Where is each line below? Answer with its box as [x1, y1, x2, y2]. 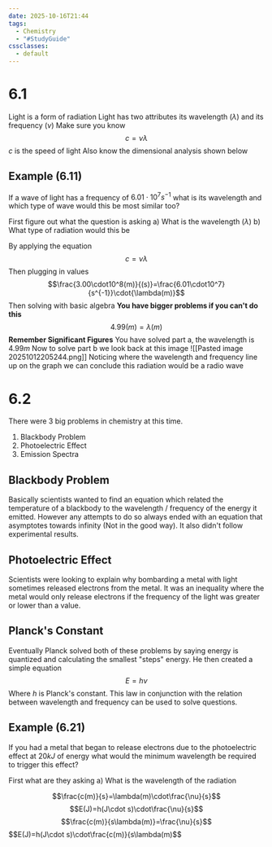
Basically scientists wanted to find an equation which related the [8, 494, 224, 505]
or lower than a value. [8, 600, 81, 610]
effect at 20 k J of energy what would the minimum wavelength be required [8, 751, 257, 761]
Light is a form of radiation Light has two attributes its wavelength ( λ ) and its [8, 112, 264, 121]
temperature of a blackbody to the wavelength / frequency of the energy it [8, 503, 257, 513]
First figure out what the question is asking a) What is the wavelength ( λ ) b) [8, 217, 261, 226]
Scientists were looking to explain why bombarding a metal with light [8, 574, 238, 584]
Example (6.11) [8, 169, 83, 183]
